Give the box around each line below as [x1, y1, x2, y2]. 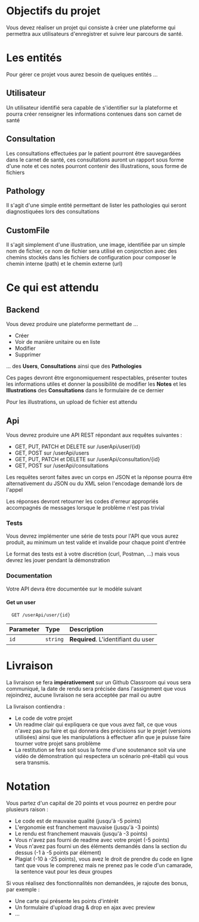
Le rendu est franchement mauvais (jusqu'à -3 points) [14, 830, 148, 837]
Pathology [6, 186, 45, 196]
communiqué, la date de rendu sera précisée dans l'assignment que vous [6, 685, 186, 692]
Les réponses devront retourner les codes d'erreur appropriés [6, 498, 159, 505]
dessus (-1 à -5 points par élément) [14, 849, 101, 856]
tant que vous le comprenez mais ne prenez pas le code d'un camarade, [14, 861, 193, 868]
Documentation [6, 572, 52, 580]
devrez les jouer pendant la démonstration [6, 557, 110, 564]
